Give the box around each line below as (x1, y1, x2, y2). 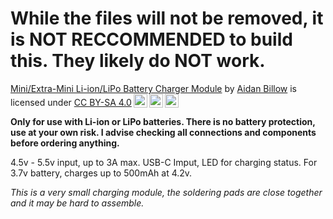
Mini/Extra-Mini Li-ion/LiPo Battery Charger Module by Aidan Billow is (10, 82, 297, 94)
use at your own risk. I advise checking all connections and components (10, 126, 317, 138)
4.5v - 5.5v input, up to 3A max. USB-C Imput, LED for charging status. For (10, 156, 318, 168)
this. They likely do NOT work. (10, 50, 266, 72)
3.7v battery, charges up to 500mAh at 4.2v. (10, 167, 193, 179)
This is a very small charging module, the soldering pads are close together (10, 186, 323, 198)
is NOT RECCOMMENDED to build (10, 28, 293, 51)
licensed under (10, 96, 72, 108)
